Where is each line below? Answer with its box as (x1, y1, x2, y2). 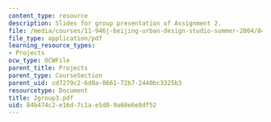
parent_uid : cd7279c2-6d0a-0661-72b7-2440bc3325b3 (8, 79, 182, 87)
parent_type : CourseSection (8, 71, 103, 79)
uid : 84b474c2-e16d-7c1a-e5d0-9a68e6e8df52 (8, 101, 157, 109)
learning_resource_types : (8, 42, 95, 50)
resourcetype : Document (8, 86, 89, 95)
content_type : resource (8, 11, 89, 20)
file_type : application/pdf (8, 34, 103, 43)
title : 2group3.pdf (8, 94, 74, 102)
